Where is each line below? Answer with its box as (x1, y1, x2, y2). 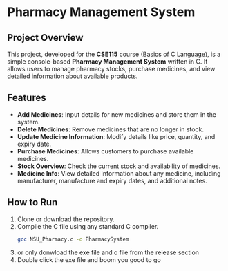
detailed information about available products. (7, 72, 138, 80)
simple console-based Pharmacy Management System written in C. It (7, 57, 208, 66)
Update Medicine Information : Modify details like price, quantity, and (17, 132, 216, 140)
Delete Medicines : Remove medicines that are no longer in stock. (17, 125, 204, 133)
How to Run (7, 196, 58, 208)
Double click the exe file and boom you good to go (17, 255, 161, 263)
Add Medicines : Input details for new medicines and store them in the (17, 110, 216, 118)
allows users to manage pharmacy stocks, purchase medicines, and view (7, 65, 216, 73)
